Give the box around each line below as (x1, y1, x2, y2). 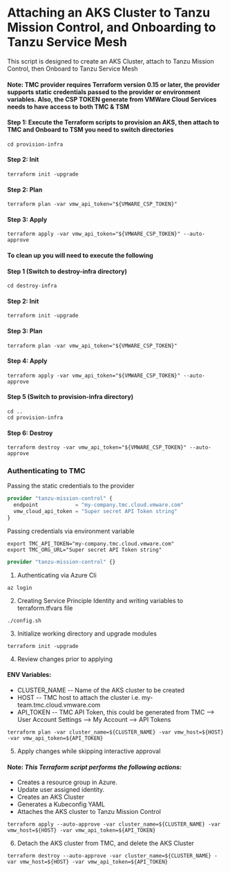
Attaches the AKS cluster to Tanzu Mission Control (17, 808, 161, 816)
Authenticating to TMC (7, 466, 86, 476)
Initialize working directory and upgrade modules (17, 629, 157, 638)
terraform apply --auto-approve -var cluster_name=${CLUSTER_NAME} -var (7, 821, 221, 828)
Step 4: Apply (7, 357, 48, 365)
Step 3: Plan (7, 326, 43, 335)
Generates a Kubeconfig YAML (17, 800, 106, 808)
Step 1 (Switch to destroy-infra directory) (7, 267, 128, 275)
